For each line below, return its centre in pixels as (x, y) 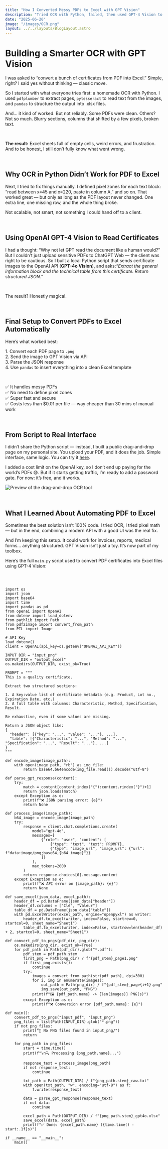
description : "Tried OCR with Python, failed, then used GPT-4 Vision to (84, 15)
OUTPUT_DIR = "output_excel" (36, 660)
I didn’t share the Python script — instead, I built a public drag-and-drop (80, 447)
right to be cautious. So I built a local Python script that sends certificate (80, 260)
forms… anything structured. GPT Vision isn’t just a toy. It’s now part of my (82, 546)
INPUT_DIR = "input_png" (31, 655)
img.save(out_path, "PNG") (69, 989)
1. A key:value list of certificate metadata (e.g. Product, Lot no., (80, 695)
